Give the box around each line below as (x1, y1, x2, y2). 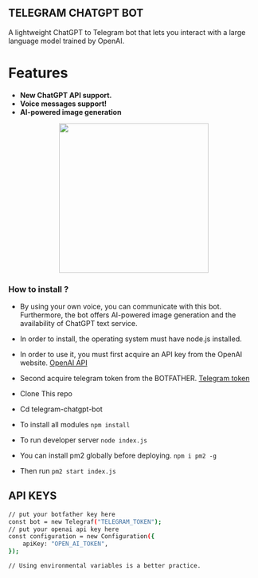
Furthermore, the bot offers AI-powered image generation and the (19, 310, 236, 320)
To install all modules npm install (19, 420, 131, 430)
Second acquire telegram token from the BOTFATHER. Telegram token (19, 374, 250, 383)
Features (8, 64, 68, 82)
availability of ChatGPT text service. (19, 319, 138, 328)
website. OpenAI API (19, 358, 88, 368)
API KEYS (8, 490, 57, 503)
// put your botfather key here (8, 510, 115, 518)
